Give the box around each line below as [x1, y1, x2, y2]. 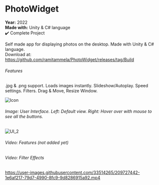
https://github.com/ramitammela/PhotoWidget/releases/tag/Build [5, 57, 134, 62]
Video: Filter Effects [5, 154, 44, 160]
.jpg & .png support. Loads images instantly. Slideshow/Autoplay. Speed [5, 83, 148, 89]
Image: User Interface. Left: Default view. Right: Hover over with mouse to [5, 108, 152, 114]
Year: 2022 [5, 19, 28, 25]
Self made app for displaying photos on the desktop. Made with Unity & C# [5, 41, 154, 47]
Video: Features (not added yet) [5, 139, 69, 145]
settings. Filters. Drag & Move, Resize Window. [5, 88, 98, 94]
